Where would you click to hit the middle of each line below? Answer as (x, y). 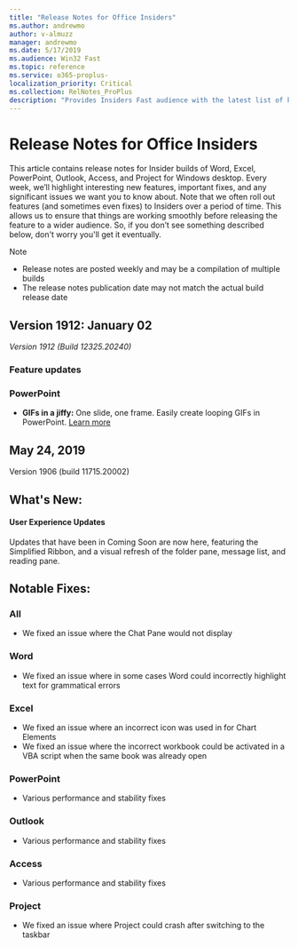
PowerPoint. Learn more (66, 422)
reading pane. (35, 561)
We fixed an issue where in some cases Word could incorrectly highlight (154, 675)
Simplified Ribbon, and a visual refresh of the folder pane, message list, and (148, 551)
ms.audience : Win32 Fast (55, 59)
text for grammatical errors (71, 685)
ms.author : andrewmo (47, 26)
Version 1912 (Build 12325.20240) (71, 346)
